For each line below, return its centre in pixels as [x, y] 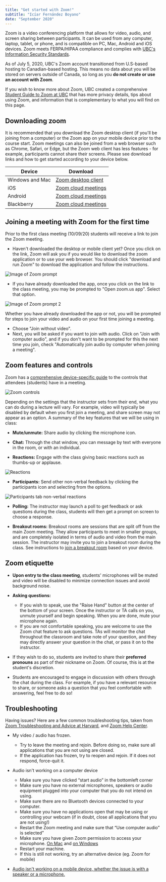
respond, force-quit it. [42, 761]
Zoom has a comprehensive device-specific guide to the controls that [76, 377]
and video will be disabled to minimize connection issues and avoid [81, 580]
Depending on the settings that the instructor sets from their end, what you [82, 402]
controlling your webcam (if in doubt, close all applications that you [88, 817]
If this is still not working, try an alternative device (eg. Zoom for [85, 854]
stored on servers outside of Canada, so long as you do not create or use [80, 75]
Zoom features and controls [49, 365]
